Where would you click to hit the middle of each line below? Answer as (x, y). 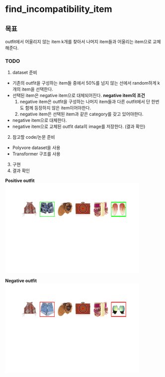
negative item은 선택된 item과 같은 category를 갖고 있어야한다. (82, 114)
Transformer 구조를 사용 (36, 154)
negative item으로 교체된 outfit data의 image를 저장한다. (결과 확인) (79, 127)
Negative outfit (21, 281)
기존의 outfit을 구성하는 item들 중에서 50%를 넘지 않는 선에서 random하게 (84, 83)
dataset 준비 (25, 73)
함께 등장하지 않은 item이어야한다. (58, 108)
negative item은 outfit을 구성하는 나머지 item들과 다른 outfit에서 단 (85, 102)
